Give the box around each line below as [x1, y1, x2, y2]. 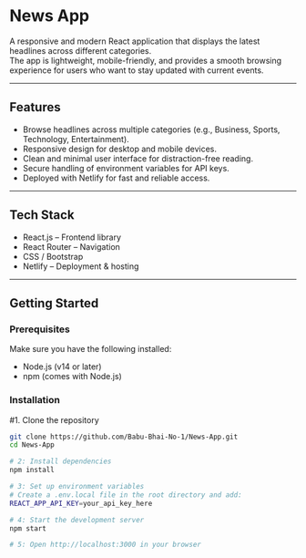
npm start [9, 523, 47, 533]
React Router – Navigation [22, 241, 121, 252]
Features [9, 99, 61, 115]
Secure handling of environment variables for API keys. [22, 162, 229, 173]
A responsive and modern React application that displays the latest [9, 36, 260, 46]
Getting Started [9, 295, 99, 311]
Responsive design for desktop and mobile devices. [22, 143, 217, 154]
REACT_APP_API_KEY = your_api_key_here [9, 499, 153, 508]
